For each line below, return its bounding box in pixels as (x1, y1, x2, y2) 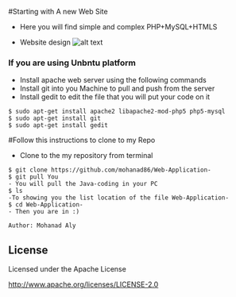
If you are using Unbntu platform (8, 57, 137, 68)
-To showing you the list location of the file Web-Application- (8, 194, 229, 202)
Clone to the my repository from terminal (19, 151, 153, 160)
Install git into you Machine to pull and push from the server (19, 83, 215, 94)
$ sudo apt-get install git (8, 114, 102, 122)
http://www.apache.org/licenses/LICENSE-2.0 (8, 280, 159, 289)
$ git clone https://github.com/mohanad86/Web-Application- (8, 166, 212, 174)
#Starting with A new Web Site (8, 7, 109, 16)
